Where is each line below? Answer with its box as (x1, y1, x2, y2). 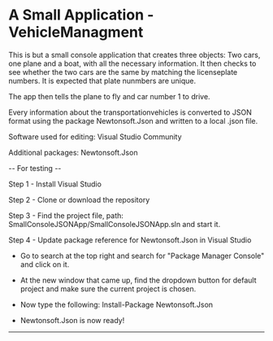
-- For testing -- (8, 163, 62, 173)
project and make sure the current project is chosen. (19, 283, 197, 294)
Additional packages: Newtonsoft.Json (8, 147, 138, 157)
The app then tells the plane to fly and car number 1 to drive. (8, 91, 210, 101)
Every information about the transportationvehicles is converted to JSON (8, 107, 252, 117)
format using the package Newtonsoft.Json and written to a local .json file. (8, 116, 258, 125)
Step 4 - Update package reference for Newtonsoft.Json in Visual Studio (8, 234, 252, 245)
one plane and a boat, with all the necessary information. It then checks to (8, 59, 257, 68)
